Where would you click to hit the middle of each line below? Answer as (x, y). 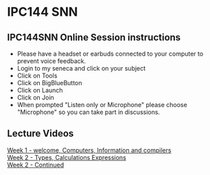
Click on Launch (40, 90)
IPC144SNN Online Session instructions (94, 37)
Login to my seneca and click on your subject (81, 68)
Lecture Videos (40, 133)
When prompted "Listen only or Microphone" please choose (102, 105)
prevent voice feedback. (51, 61)
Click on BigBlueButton (49, 83)
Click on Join (36, 97)
